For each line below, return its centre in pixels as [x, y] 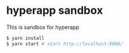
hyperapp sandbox [55, 11]
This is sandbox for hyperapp [43, 27]
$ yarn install [25, 38]
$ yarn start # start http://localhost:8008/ [64, 44]
